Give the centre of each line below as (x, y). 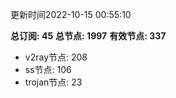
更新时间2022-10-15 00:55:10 (71, 14)
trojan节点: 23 (53, 82)
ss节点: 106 (48, 69)
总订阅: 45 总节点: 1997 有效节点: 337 (88, 36)
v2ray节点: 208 (56, 57)
